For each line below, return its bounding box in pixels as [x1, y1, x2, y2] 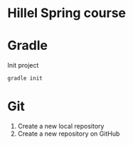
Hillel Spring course [7, 5, 127, 21]
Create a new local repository [17, 122, 105, 131]
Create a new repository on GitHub [17, 129, 120, 138]
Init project [7, 61, 39, 70]
